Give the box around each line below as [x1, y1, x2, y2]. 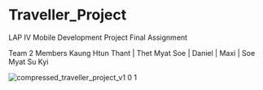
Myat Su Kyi [8, 57, 49, 66]
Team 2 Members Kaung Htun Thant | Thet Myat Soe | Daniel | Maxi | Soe [8, 48, 256, 58]
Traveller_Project [8, 6, 127, 24]
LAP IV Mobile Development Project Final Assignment [8, 32, 188, 42]
